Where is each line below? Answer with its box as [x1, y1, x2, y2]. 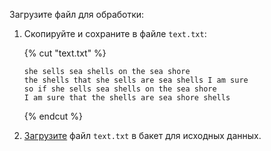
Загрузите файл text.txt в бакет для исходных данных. [23, 130, 262, 141]
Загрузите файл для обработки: [9, 9, 145, 20]
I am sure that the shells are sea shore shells [23, 93, 231, 103]
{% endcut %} [23, 110, 83, 122]
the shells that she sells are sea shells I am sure [23, 75, 249, 85]
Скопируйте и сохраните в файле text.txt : [23, 28, 207, 39]
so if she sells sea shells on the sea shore [23, 84, 217, 94]
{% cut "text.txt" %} [23, 47, 107, 59]
